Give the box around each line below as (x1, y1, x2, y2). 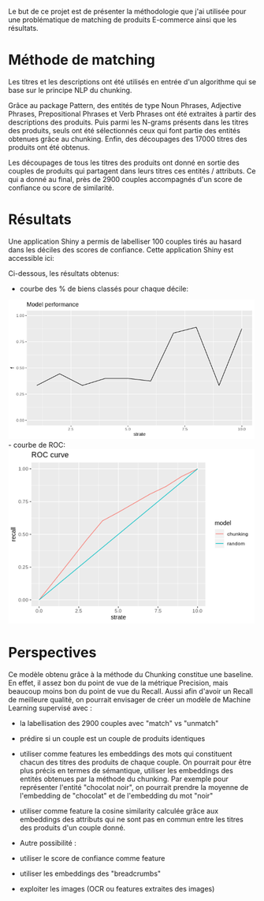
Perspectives (8, 643, 97, 661)
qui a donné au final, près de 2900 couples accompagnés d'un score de (8, 174, 243, 184)
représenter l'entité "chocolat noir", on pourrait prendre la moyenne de (19, 782, 249, 791)
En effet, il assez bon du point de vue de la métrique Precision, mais (8, 678, 229, 687)
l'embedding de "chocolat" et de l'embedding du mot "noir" (19, 791, 214, 800)
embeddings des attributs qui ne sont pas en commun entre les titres (19, 814, 244, 824)
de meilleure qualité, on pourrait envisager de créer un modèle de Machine (8, 694, 251, 704)
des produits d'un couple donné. (19, 823, 126, 832)
